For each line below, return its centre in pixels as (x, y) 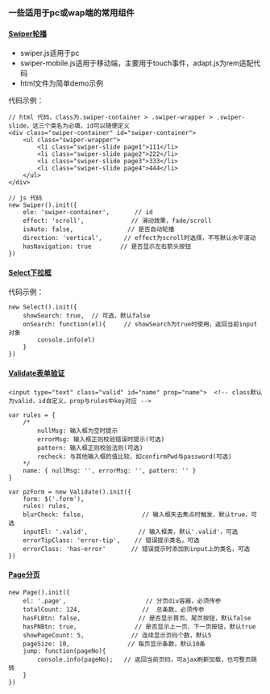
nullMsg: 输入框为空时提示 (78, 431)
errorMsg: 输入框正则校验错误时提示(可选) (101, 439)
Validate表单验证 (37, 372)
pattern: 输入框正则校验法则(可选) (90, 448)
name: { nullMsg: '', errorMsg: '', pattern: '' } (110, 470)
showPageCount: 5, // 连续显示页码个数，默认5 (117, 635)
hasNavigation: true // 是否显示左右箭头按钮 (107, 247)
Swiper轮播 (27, 33)
